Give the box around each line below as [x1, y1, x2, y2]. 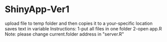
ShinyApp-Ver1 [5, 4, 70, 15]
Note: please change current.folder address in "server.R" [5, 31, 124, 37]
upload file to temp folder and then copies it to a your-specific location [5, 20, 153, 26]
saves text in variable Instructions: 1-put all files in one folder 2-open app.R [5, 25, 162, 31]
